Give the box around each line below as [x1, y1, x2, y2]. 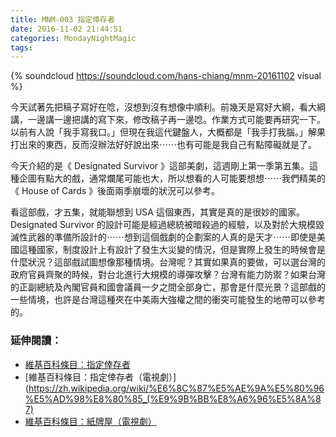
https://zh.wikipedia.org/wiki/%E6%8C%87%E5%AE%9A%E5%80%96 [28, 382, 325, 394]
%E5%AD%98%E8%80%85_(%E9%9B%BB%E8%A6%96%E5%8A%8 [24, 392, 322, 405]
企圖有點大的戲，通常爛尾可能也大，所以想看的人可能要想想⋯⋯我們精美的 [18, 172, 326, 185]
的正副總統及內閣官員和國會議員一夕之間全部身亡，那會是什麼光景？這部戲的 [10, 281, 326, 293]
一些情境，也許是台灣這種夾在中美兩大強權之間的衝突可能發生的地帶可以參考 [10, 294, 326, 306]
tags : [10, 42, 33, 53]
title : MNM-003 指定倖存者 [10, 14, 115, 25]
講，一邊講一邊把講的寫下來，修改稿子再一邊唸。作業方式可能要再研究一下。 [10, 114, 326, 126]
